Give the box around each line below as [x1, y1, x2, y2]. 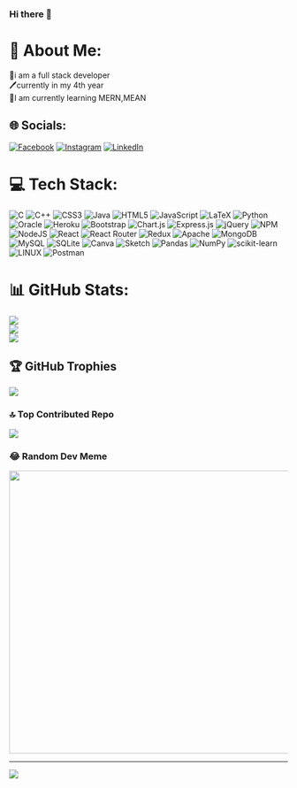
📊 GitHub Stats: [9, 279, 130, 300]
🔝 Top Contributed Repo [9, 409, 115, 421]
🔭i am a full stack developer [9, 70, 110, 80]
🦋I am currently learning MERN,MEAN [9, 92, 147, 103]
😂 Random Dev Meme [9, 450, 108, 463]
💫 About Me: [9, 41, 103, 61]
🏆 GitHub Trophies [9, 358, 118, 374]
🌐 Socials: [9, 119, 67, 134]
